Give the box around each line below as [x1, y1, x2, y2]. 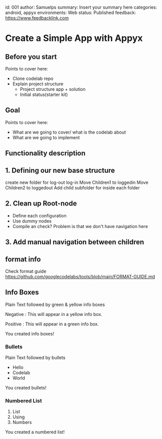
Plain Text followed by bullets [5, 355, 66, 361]
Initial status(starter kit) [20, 91, 68, 97]
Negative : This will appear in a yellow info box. [5, 311, 103, 317]
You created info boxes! [5, 331, 54, 337]
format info [5, 255, 41, 263]
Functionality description [5, 149, 86, 158]
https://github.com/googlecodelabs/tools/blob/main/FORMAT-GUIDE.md [5, 274, 155, 280]
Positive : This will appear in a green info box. [5, 321, 99, 327]
